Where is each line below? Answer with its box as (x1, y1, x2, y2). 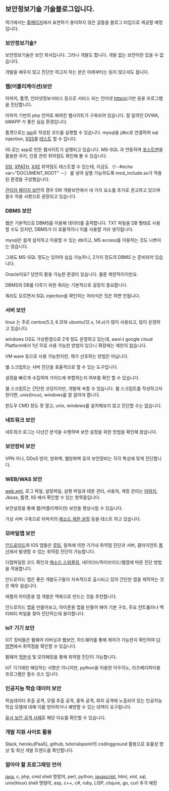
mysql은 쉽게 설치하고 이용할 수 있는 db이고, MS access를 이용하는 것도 (5, 237, 148, 243)
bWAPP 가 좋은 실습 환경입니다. (5, 118, 68, 125)
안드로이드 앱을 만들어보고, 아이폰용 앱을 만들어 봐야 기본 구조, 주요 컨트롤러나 (5, 604, 159, 610)
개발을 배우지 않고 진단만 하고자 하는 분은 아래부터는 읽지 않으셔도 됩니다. (5, 69, 149, 75)
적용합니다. (10, 566, 33, 572)
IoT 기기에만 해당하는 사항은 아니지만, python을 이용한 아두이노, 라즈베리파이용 (5, 665, 160, 671)
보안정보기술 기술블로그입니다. (5, 5, 95, 14)
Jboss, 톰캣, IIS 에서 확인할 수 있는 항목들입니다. (5, 494, 101, 500)
